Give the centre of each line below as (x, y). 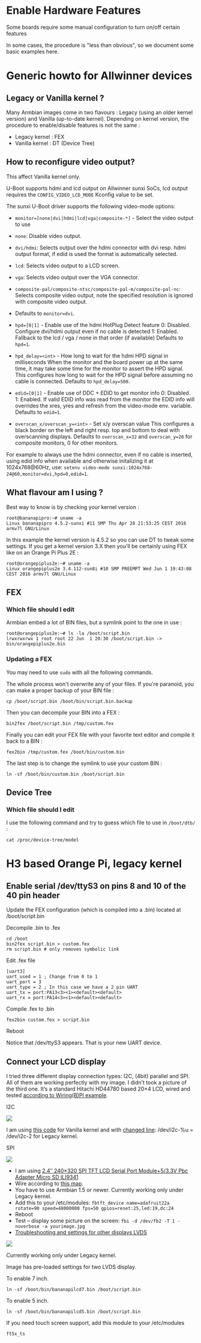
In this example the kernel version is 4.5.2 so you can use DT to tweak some (100, 540)
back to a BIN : (25, 741)
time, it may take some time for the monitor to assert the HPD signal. (99, 368)
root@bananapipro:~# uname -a (44, 518)
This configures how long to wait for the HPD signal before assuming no (104, 375)
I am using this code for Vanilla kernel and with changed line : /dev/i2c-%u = (100, 1130)
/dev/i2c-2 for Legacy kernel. (42, 1136)
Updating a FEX (29, 659)
